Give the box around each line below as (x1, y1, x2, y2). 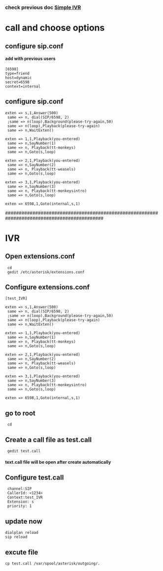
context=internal (5, 84, 41, 89)
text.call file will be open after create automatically (5, 459, 111, 465)
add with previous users (5, 56, 56, 62)
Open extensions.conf (5, 252, 75, 261)
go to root (5, 409, 35, 417)
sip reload (5, 534, 28, 540)
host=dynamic (5, 75, 32, 80)
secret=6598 (5, 80, 30, 85)
